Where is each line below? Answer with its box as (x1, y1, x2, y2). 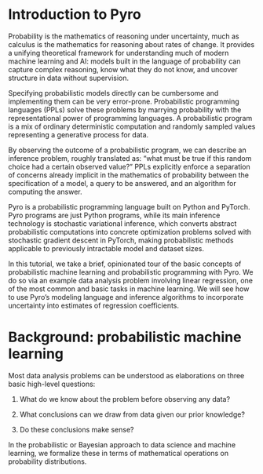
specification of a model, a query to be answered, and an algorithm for (8, 178, 237, 188)
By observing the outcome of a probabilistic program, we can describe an (8, 145, 247, 155)
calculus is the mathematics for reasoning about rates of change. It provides (8, 39, 255, 49)
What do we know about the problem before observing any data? (19, 394, 230, 403)
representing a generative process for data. (8, 129, 149, 139)
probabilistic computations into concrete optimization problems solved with (8, 227, 252, 236)
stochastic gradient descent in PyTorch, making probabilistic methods (8, 235, 234, 245)
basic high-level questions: (8, 379, 96, 388)
